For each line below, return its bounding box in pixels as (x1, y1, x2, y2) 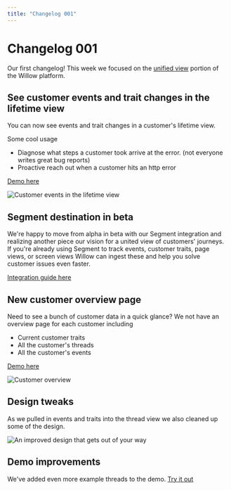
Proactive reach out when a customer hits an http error (17, 163, 177, 172)
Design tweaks (7, 396, 74, 408)
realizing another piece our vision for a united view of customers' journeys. (7, 237, 225, 246)
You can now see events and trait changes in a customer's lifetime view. (7, 121, 216, 130)
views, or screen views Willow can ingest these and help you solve (7, 252, 201, 261)
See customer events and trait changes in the (7, 91, 210, 103)
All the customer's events (17, 349, 91, 356)
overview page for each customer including (7, 320, 133, 328)
